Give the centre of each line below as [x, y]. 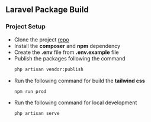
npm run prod [30, 91]
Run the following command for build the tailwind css [80, 81]
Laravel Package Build [47, 10]
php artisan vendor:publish [49, 69]
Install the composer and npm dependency [67, 46]
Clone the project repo [41, 39]
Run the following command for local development [75, 102]
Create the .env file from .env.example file [66, 52]
